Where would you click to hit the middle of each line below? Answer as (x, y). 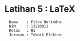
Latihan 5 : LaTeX (40, 9)
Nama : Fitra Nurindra (35, 22)
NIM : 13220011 (29, 26)
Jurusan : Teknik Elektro (35, 35)
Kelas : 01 (22, 30)
